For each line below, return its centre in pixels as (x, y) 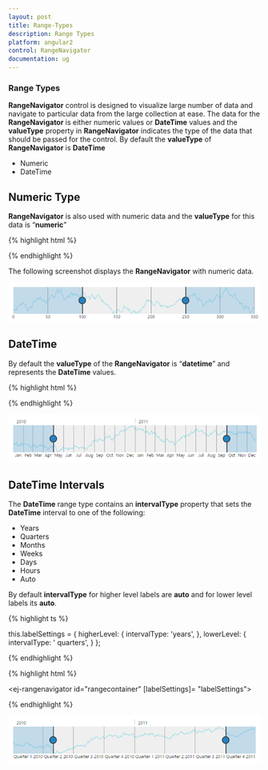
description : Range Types (51, 34)
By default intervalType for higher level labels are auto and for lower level (130, 595)
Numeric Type (44, 197)
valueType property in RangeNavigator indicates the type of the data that (130, 131)
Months (32, 545)
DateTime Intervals (56, 485)
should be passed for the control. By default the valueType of (110, 139)
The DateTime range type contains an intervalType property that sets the (130, 505)
